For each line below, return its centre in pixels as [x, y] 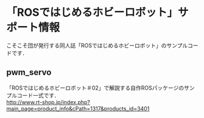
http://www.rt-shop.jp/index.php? [48, 102]
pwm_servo [29, 72]
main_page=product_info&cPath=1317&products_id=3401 [78, 108]
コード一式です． [38, 95]
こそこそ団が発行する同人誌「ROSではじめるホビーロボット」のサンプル [97, 45]
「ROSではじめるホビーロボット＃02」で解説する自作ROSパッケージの [95, 88]
